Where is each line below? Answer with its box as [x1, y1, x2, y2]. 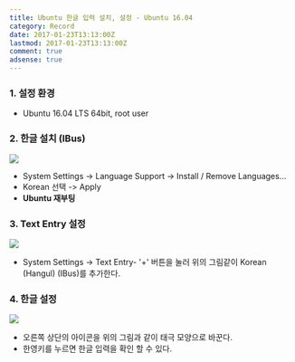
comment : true [9, 47, 63, 56]
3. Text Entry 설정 [9, 217, 86, 230]
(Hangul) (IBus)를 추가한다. [22, 268, 120, 279]
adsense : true [9, 55, 63, 64]
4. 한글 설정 [9, 292, 57, 305]
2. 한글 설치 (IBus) [9, 132, 86, 145]
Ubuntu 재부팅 [22, 192, 76, 204]
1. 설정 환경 [9, 87, 55, 100]
